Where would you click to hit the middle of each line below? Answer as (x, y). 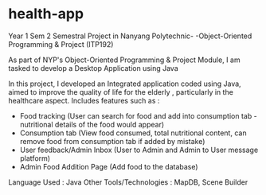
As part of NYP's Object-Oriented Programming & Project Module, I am (124, 60)
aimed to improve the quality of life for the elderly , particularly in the (121, 92)
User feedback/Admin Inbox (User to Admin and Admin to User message (139, 150)
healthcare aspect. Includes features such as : (84, 100)
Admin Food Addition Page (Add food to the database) (109, 166)
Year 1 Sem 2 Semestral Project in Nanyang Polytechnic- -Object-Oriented (130, 36)
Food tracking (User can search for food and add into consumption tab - (138, 115)
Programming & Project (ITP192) (61, 44)
